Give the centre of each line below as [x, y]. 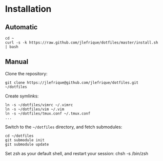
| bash [12, 47]
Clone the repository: [26, 73]
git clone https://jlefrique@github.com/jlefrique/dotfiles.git [72, 82]
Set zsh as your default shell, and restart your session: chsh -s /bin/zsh [77, 153]
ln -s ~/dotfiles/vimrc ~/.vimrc [39, 105]
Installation [28, 9]
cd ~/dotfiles [20, 136]
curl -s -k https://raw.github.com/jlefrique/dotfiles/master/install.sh [82, 43]
